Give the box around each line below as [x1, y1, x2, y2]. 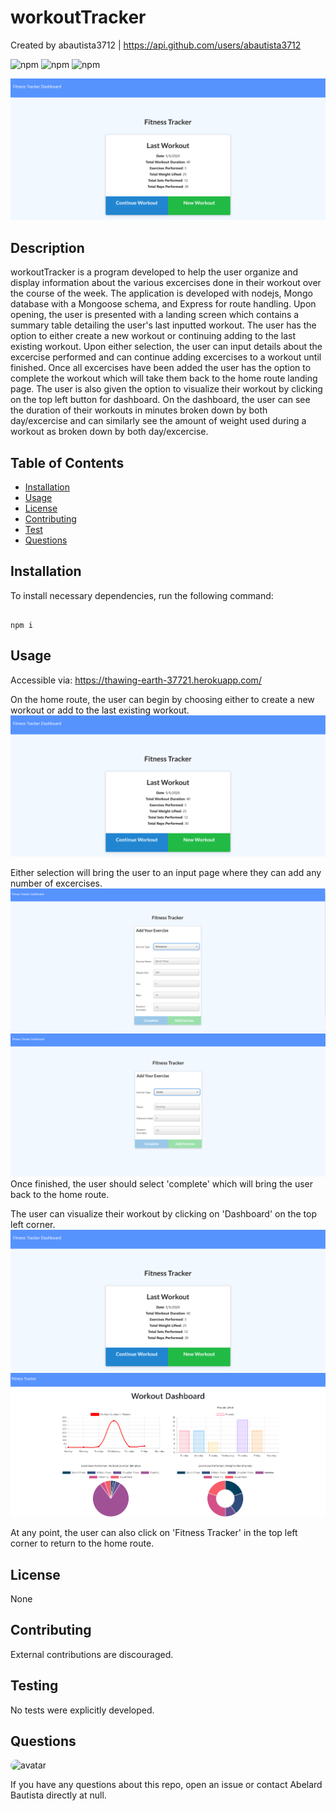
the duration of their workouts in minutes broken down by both [10, 404, 268, 416]
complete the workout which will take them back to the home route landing [10, 372, 318, 385]
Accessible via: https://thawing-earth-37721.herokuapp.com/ [10, 674, 262, 686]
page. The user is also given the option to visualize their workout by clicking [10, 383, 323, 395]
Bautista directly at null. [10, 1789, 107, 1801]
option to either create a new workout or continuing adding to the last [10, 330, 296, 342]
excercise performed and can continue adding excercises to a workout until [10, 351, 322, 363]
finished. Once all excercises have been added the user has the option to [10, 362, 312, 374]
